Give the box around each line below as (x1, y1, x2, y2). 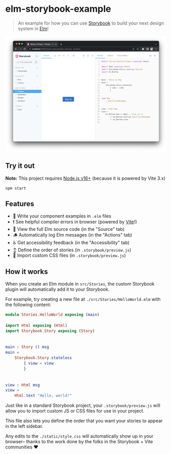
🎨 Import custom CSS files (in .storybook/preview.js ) (12, 252, 126, 258)
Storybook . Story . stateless (14, 355, 72, 361)
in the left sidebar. (5, 423, 44, 429)
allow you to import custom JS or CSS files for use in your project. (5, 408, 144, 414)
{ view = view (24, 361, 54, 366)
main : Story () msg (5, 344, 50, 350)
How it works (5, 267, 48, 276)
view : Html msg (5, 382, 40, 387)
